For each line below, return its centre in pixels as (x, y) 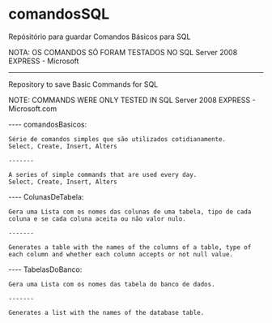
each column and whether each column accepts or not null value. (121, 254)
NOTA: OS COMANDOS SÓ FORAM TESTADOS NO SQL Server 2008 (123, 52)
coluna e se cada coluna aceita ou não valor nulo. (97, 219)
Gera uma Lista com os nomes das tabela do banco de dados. (112, 284)
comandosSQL (59, 14)
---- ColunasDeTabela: (46, 196)
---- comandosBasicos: (48, 124)
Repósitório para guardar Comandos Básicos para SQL (100, 37)
